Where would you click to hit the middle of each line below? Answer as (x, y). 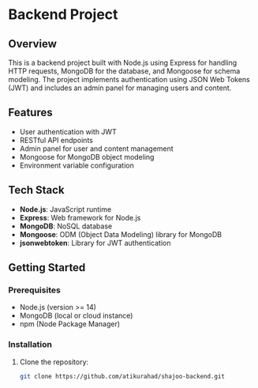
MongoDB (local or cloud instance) (76, 316)
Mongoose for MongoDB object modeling (87, 156)
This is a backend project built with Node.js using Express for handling (123, 62)
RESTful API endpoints (56, 140)
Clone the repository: (54, 362)
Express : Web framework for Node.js (80, 217)
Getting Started (47, 267)
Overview (33, 44)
